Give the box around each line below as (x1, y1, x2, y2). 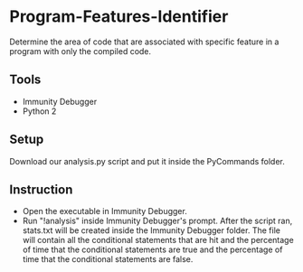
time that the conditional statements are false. (22, 254, 194, 265)
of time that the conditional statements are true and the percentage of (22, 244, 283, 255)
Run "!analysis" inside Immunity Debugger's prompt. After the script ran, (22, 215, 293, 227)
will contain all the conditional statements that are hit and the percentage (22, 235, 294, 246)
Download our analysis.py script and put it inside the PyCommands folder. (9, 155, 285, 166)
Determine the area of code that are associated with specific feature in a (9, 36, 279, 47)
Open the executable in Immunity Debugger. (22, 206, 187, 217)
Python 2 (22, 106, 57, 117)
